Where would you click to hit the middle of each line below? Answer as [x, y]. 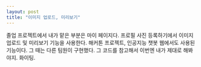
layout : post [23, 12]
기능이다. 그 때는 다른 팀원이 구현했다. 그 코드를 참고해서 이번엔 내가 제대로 [94, 50]
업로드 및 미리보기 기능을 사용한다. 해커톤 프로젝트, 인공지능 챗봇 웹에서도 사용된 [101, 42]
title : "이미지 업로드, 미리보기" [43, 17]
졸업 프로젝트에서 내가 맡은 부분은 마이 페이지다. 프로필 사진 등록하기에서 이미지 [100, 35]
